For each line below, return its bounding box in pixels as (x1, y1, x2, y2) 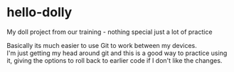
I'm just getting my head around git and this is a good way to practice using (6, 49, 228, 57)
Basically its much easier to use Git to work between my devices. (6, 41, 197, 49)
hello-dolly (6, 4, 73, 20)
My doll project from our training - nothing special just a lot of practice (6, 28, 213, 36)
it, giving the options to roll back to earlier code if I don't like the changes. (6, 56, 223, 64)
